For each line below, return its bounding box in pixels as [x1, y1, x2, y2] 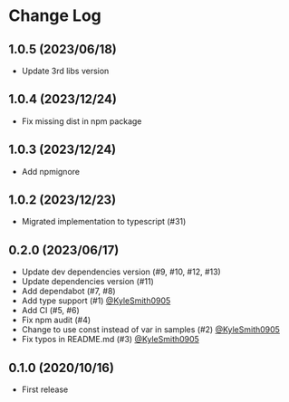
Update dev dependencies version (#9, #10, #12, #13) [21, 266, 221, 277]
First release [21, 384, 69, 395]
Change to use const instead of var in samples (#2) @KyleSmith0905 [21, 324, 280, 335]
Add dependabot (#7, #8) [21, 286, 116, 297]
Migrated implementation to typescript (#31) [21, 216, 187, 227]
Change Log [8, 5, 101, 26]
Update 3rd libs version [21, 65, 110, 76]
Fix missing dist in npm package [21, 115, 142, 127]
